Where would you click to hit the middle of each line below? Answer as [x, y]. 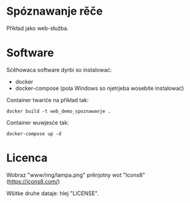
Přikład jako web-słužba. [37, 28]
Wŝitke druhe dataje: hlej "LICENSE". [53, 193]
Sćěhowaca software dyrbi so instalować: [59, 70]
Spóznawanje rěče [55, 11]
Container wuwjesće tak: [38, 122]
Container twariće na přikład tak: [47, 100]
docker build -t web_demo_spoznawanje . [59, 111]
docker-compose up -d [34, 134]
